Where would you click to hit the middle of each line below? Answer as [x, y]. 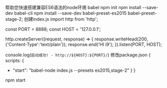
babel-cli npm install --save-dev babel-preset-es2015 [71, 13]
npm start [15, 80]
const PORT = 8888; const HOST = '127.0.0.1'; [53, 29]
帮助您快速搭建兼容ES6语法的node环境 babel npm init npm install [73, 7]
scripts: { [15, 60]
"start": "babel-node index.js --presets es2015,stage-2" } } [74, 70]
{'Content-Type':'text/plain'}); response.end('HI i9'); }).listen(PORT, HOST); [84, 44]
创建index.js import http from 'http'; [61, 19]
